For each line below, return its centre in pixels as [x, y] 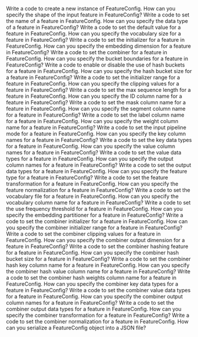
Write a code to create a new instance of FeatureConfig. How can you [91, 9]
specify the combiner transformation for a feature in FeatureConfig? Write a [98, 315]
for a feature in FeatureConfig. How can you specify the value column [91, 146]
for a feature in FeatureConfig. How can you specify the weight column [92, 121]
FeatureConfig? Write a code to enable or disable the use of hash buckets [95, 65]
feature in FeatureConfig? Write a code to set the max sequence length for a [99, 90]
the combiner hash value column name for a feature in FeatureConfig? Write [98, 271]
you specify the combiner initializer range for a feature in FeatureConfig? [94, 227]
